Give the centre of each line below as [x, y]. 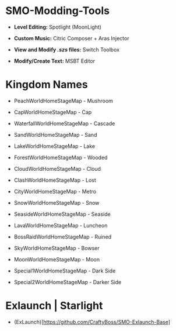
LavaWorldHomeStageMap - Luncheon [61, 225]
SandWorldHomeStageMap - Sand [55, 135]
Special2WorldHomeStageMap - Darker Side [68, 282]
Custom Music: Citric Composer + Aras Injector [71, 38]
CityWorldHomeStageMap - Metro [55, 191]
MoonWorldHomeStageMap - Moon [57, 259]
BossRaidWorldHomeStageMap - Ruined [63, 237]
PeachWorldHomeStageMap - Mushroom [63, 101]
